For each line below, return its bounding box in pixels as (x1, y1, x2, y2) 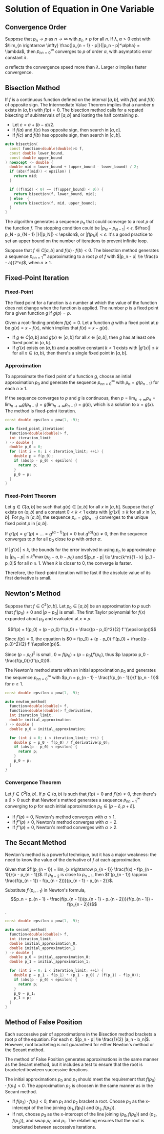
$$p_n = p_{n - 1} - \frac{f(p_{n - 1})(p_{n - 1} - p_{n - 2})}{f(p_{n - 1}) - (10, 896, 154, 902)
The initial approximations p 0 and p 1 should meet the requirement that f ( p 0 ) (5, 1076, 156, 1083)
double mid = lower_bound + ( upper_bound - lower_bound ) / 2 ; (9, 164, 139, 170)
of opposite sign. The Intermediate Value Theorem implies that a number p (5, 102, 155, 108)
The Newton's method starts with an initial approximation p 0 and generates (5, 667, 156, 675)
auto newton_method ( (5, 699, 47, 704)
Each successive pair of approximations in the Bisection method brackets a (5, 1031, 156, 1037)
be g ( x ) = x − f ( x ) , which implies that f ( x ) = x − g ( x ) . (5, 325, 109, 330)
